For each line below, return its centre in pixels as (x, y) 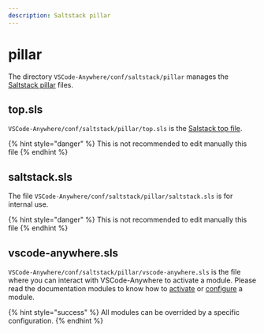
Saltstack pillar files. (41, 84)
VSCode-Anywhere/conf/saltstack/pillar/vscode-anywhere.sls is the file (125, 272)
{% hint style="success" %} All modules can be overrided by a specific (124, 312)
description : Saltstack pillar (59, 15)
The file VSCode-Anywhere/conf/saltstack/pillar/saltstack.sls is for (121, 196)
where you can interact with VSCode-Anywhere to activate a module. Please (132, 280)
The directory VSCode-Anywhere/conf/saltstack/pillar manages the (118, 77)
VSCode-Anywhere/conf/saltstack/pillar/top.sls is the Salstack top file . (125, 129)
